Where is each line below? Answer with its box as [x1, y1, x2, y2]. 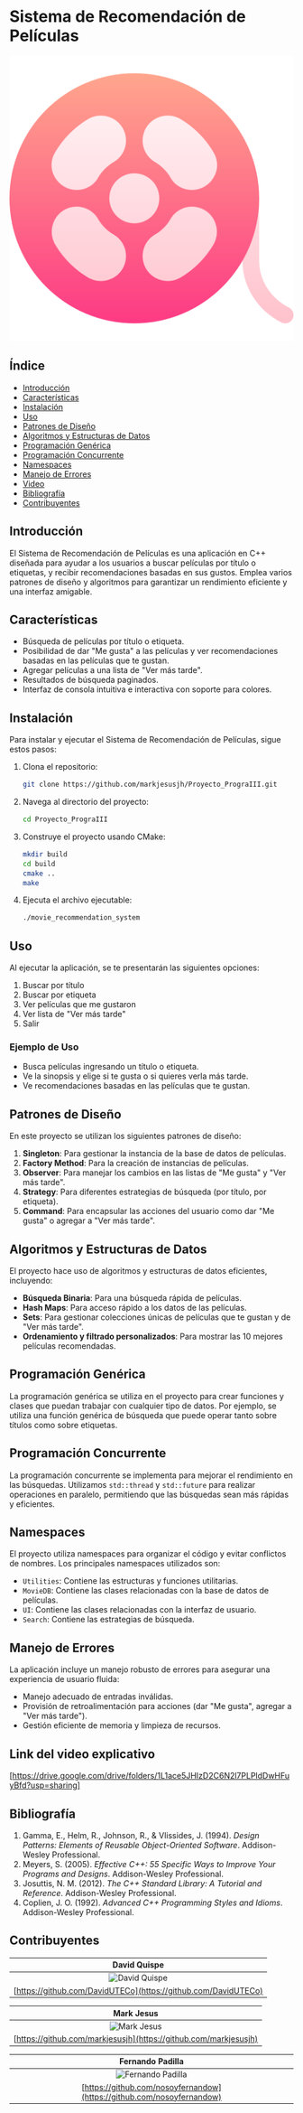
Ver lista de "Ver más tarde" [22, 1009, 126, 1020]
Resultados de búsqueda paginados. [22, 675, 160, 686]
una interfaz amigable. [9, 585, 93, 597]
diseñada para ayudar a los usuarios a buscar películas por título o [9, 557, 257, 568]
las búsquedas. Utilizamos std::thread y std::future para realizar [9, 1479, 256, 1490]
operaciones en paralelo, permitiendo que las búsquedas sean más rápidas [9, 1489, 289, 1500]
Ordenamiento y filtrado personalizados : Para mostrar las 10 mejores [22, 1331, 283, 1342]
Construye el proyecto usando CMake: [22, 831, 166, 842]
